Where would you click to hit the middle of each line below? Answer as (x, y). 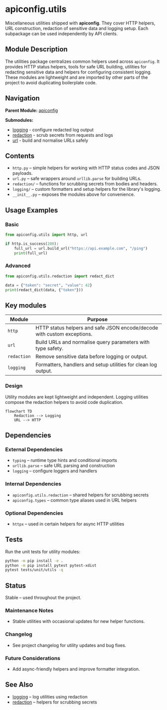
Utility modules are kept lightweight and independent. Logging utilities (77, 397)
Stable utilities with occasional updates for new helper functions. (79, 621)
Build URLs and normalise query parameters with (93, 342)
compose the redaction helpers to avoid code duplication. (64, 402)
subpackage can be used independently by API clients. (61, 33)
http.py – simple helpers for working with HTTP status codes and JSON (86, 168)
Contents (20, 156)
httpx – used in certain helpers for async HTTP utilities (68, 524)
